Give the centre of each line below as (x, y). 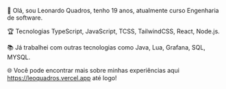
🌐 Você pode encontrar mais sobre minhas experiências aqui (93, 70)
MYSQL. (19, 57)
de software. (25, 18)
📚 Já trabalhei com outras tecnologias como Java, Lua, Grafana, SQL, (106, 47)
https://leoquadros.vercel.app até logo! (62, 78)
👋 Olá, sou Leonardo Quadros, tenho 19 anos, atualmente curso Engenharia (113, 11)
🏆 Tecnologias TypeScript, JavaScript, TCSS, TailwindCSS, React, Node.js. (114, 31)
